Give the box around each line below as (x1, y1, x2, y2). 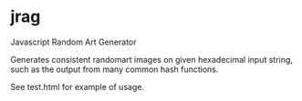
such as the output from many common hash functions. (10, 64, 219, 75)
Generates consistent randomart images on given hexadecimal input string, (10, 54, 293, 65)
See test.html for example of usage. (10, 81, 145, 92)
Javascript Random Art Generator (10, 36, 137, 47)
